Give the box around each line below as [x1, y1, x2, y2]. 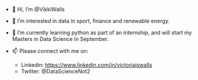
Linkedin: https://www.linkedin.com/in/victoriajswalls [21, 61, 153, 69]
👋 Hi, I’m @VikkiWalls [11, 6, 65, 13]
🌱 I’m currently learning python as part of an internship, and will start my [11, 29, 192, 36]
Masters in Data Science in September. [11, 35, 109, 42]
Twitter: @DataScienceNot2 [21, 68, 91, 75]
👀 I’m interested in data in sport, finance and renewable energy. [11, 17, 170, 24]
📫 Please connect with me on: [11, 48, 89, 54]
